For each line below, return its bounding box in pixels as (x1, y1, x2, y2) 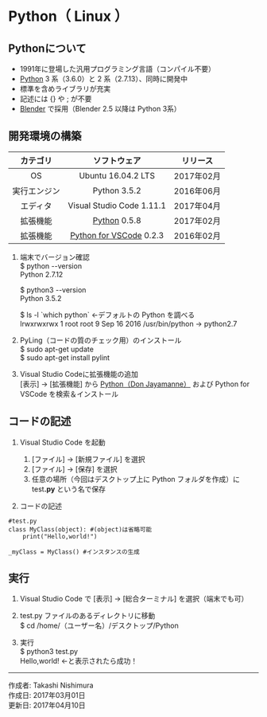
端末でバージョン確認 (19, 252, 90, 261)
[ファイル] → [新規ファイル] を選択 (31, 454, 145, 464)
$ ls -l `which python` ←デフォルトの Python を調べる (19, 310, 195, 319)
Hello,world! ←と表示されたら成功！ (19, 656, 137, 666)
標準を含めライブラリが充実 (19, 84, 111, 93)
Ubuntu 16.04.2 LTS (79, 170, 155, 181)
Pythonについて (8, 41, 87, 55)
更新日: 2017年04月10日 (8, 700, 86, 710)
